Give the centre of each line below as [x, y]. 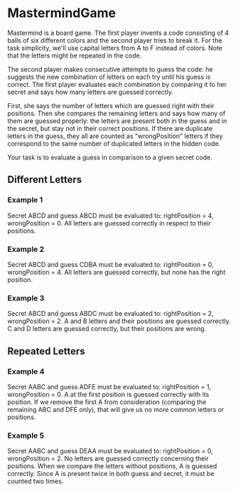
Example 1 [25, 200]
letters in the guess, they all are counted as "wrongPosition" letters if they [115, 136]
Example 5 [26, 435]
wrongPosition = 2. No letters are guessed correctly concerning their [108, 459]
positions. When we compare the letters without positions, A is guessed [112, 466]
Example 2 [26, 249]
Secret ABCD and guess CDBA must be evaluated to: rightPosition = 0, [111, 264]
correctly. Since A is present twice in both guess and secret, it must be [111, 474]
